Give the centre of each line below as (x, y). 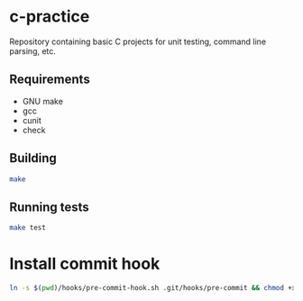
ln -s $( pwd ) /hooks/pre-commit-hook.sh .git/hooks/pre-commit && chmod (147, 288)
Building (33, 158)
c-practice (50, 17)
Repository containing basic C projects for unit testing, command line (138, 41)
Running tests (50, 207)
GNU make (42, 101)
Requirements (50, 80)
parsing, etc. (33, 50)
